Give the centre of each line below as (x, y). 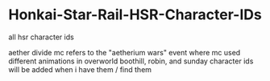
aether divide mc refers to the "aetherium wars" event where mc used (125, 52)
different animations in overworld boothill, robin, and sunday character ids (131, 61)
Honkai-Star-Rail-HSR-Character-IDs (135, 15)
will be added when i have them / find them (80, 69)
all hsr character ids (41, 37)
